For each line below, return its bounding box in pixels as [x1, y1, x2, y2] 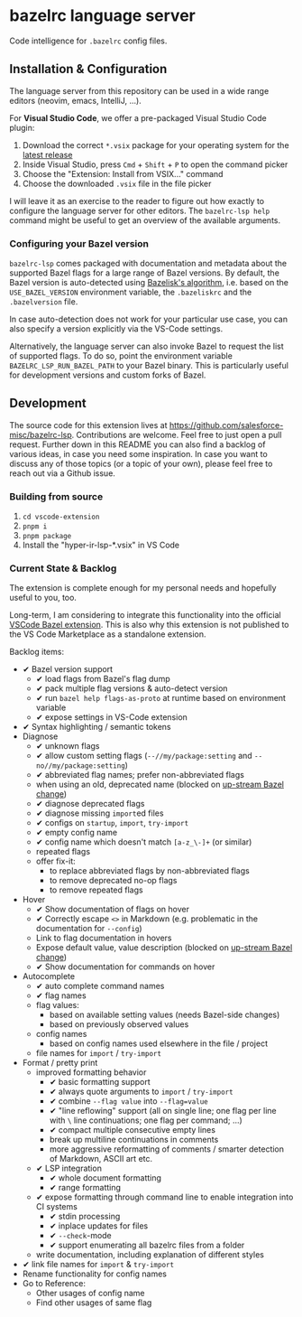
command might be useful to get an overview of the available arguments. [9, 214, 281, 226]
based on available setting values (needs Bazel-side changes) [49, 1009, 280, 1021]
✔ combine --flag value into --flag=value [49, 1096, 209, 1107]
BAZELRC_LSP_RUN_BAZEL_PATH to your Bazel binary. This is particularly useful [9, 360, 288, 371]
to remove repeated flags [49, 884, 143, 895]
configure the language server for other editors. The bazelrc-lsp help [9, 205, 270, 216]
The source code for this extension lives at [9, 419, 168, 430]
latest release [22, 149, 73, 160]
